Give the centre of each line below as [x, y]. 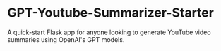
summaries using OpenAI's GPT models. [66, 39]
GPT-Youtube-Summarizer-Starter [110, 13]
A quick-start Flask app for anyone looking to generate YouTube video [109, 32]
